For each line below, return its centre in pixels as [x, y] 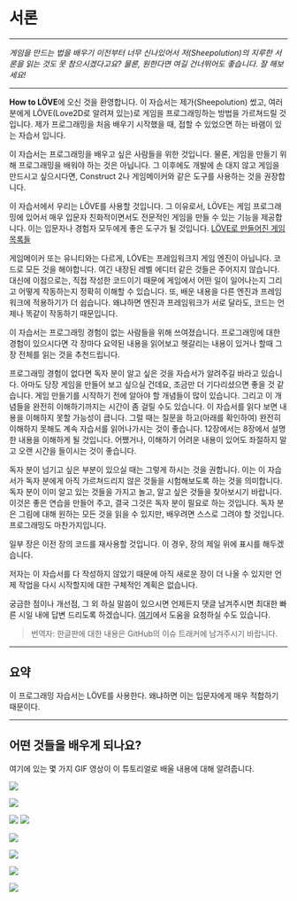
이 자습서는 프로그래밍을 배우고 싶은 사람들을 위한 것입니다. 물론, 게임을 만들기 [144, 154]
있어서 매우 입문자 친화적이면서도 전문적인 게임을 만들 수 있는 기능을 [142, 217]
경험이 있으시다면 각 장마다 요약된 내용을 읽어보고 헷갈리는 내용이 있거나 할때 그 [146, 343]
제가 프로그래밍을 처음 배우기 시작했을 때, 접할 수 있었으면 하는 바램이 [154, 124]
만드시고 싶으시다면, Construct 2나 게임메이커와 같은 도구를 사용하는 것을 [136, 176]
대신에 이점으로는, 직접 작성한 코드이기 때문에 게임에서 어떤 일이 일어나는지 [138, 280]
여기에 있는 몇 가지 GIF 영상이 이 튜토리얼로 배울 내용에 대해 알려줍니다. [132, 768]
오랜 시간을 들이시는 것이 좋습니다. [77, 450]
